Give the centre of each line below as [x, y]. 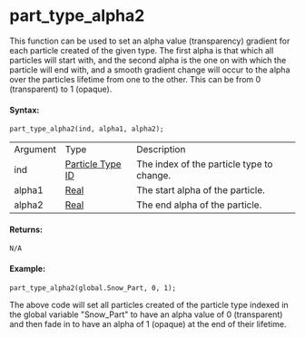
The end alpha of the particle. [199, 205]
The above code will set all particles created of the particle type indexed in [149, 304]
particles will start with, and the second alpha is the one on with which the [148, 60]
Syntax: [25, 110]
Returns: [26, 229]
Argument [35, 150]
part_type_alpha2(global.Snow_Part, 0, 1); [93, 288]
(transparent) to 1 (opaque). [61, 89]
